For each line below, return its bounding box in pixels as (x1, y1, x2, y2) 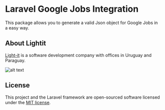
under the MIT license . (5, 99, 51, 105)
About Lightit (5, 39, 46, 48)
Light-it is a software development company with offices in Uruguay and (5, 52, 152, 58)
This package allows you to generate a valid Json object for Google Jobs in (5, 20, 158, 26)
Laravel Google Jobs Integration (5, 3, 139, 15)
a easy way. (5, 25, 30, 30)
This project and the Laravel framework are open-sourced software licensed (5, 94, 160, 100)
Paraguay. (5, 57, 26, 63)
